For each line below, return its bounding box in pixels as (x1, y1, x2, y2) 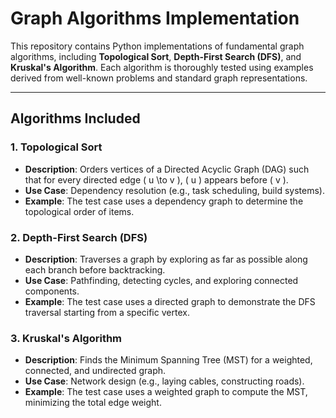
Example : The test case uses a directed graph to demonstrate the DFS (24, 295, 316, 307)
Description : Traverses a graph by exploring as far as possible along (24, 253, 308, 265)
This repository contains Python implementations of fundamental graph (10, 40, 305, 52)
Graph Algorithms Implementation (10, 7, 300, 30)
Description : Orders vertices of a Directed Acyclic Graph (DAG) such (24, 163, 310, 175)
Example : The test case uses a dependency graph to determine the (24, 195, 304, 207)
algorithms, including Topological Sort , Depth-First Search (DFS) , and (10, 50, 302, 62)
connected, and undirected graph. (24, 365, 167, 377)
